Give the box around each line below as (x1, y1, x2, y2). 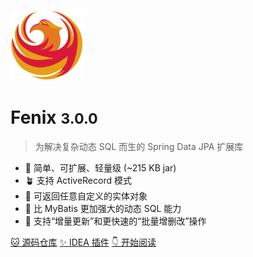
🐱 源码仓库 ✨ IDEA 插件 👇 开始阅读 (10, 236, 157, 248)
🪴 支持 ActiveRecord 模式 (24, 174, 132, 186)
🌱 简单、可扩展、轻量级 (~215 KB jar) (24, 161, 177, 174)
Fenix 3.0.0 (10, 106, 98, 129)
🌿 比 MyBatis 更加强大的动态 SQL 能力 (24, 202, 182, 214)
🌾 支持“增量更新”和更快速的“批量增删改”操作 (24, 215, 207, 227)
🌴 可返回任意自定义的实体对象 (24, 190, 148, 202)
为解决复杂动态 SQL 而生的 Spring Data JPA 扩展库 (34, 140, 244, 152)
